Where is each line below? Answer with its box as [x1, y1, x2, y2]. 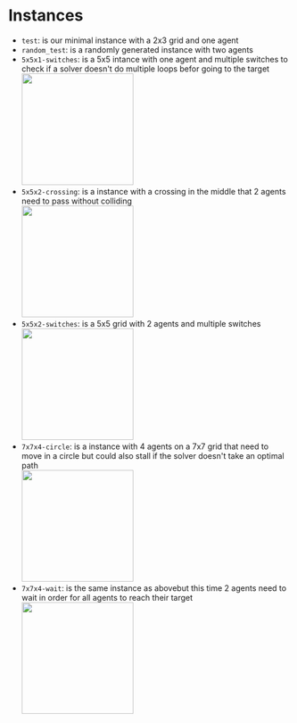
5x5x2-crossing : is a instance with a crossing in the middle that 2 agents [21, 186, 286, 196]
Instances [8, 5, 84, 26]
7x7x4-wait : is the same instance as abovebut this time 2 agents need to [21, 582, 287, 594]
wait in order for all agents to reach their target [21, 592, 194, 602]
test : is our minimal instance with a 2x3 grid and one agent [21, 35, 239, 46]
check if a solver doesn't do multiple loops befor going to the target [21, 63, 269, 74]
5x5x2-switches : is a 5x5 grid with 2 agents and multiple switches [21, 318, 261, 328]
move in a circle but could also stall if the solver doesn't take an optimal [21, 450, 285, 461]
